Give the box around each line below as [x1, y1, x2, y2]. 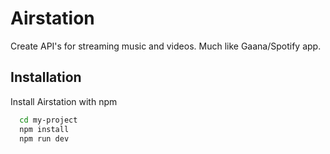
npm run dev [19, 133, 70, 144]
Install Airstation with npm [10, 95, 118, 107]
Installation [10, 69, 82, 86]
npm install [19, 124, 70, 134]
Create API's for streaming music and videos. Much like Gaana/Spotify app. [10, 40, 322, 52]
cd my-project [19, 115, 78, 125]
